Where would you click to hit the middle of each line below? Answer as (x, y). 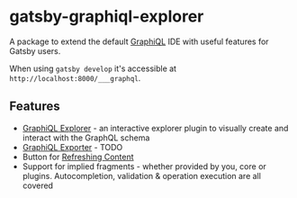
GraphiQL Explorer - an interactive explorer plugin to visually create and (155, 128)
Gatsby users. (35, 50)
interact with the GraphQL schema (86, 138)
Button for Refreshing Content (78, 157)
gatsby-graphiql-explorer (107, 17)
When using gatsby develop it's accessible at (93, 68)
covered (38, 185)
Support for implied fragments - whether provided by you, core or (144, 166)
